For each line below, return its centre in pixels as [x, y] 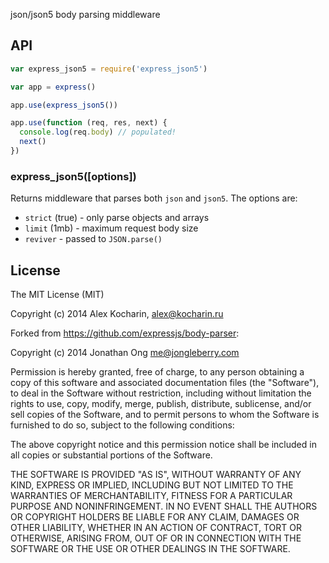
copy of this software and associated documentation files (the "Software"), [165, 383]
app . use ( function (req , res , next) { [89, 123]
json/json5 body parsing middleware [85, 14]
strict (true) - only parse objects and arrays [117, 218]
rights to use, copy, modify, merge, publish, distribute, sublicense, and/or [161, 404]
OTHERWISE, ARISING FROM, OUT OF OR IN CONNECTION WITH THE [156, 538]
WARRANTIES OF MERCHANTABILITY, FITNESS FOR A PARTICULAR [151, 496]
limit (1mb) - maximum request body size [111, 228]
